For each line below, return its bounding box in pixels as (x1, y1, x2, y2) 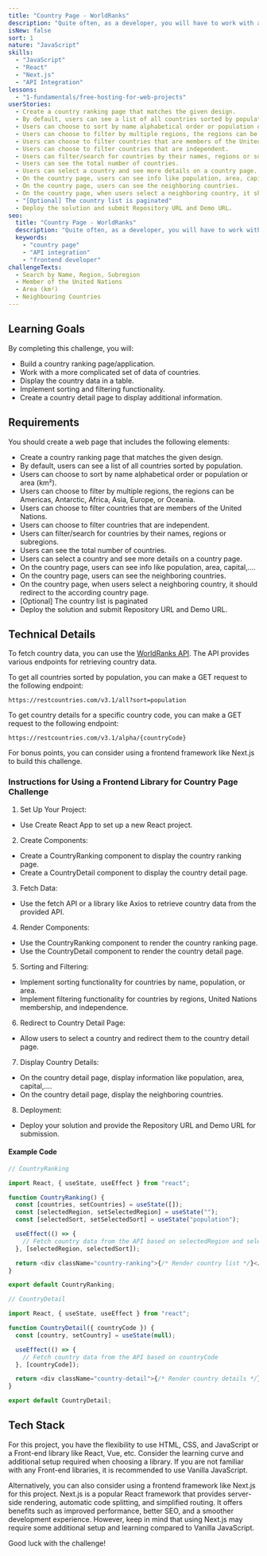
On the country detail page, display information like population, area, (19, 1072, 245, 1082)
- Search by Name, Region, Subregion (15, 271, 141, 279)
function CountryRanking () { (8, 1193, 105, 1202)
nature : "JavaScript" (8, 41, 80, 49)
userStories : (8, 100, 52, 108)
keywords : (15, 234, 48, 242)
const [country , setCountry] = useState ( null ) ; (15, 1331, 176, 1340)
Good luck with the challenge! (8, 1538, 106, 1548)
